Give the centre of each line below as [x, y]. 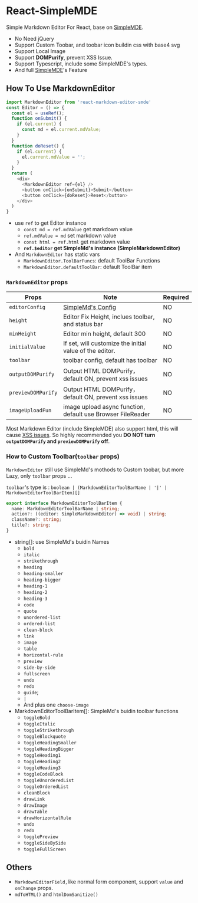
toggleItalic [39, 724]
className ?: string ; [37, 520]
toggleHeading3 [42, 768]
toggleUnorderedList [49, 780]
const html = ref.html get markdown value [77, 242]
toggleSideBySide [45, 843]
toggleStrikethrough [49, 730]
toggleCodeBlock [43, 774]
